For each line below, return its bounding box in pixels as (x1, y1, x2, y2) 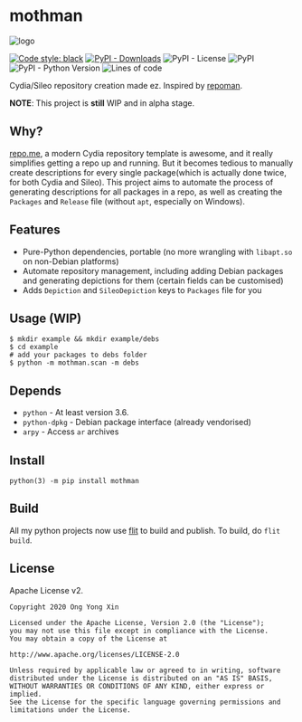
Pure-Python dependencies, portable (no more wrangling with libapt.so (22, 246, 293, 257)
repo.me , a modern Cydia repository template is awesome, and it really (9, 147, 273, 158)
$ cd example (9, 343, 59, 352)
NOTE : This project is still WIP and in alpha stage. (9, 97, 195, 109)
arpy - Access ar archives (22, 426, 119, 437)
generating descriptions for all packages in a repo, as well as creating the (9, 186, 283, 197)
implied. (9, 689, 42, 698)
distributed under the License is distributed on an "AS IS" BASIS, (9, 673, 273, 683)
